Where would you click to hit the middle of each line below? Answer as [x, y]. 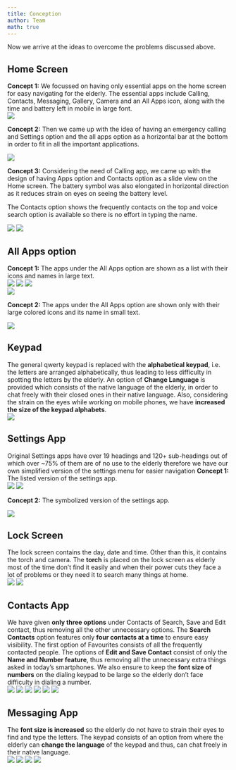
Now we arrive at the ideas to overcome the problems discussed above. [112, 47]
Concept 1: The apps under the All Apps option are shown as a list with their [118, 268]
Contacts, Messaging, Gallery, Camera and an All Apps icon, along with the [116, 101]
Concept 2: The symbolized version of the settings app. [89, 500]
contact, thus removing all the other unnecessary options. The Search [109, 630]
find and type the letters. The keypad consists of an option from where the [115, 738]
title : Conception [34, 14]
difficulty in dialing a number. [49, 682]
